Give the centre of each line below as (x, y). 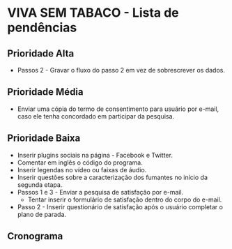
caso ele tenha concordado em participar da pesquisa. (96, 116)
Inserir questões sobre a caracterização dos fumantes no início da (112, 177)
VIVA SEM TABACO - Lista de (93, 13)
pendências (42, 28)
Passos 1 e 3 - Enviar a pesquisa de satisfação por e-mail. (100, 192)
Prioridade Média (45, 92)
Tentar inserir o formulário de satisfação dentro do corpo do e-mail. (125, 199)
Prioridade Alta (41, 53)
